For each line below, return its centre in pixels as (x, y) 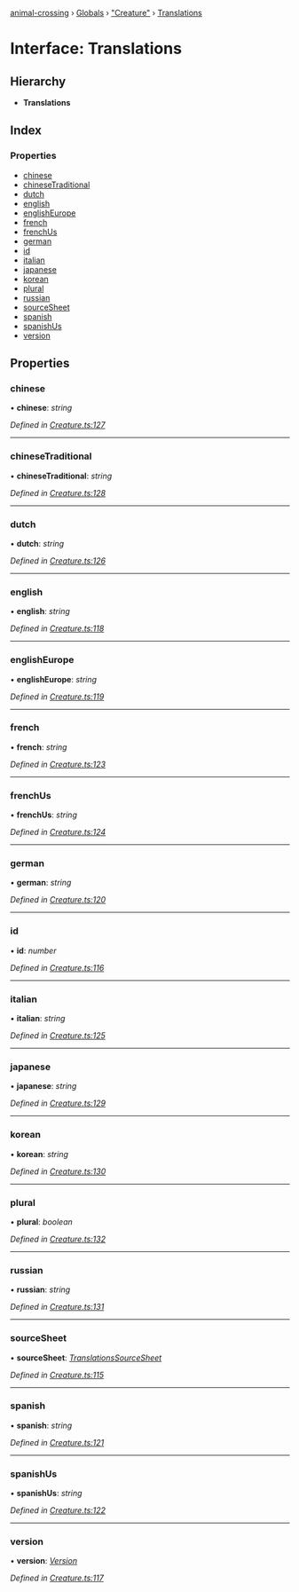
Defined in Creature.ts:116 (57, 967)
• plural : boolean (42, 1222)
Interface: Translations (96, 49)
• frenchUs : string (44, 815)
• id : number (33, 950)
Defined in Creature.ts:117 (57, 1578)
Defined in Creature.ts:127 (58, 425)
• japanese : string (43, 1086)
